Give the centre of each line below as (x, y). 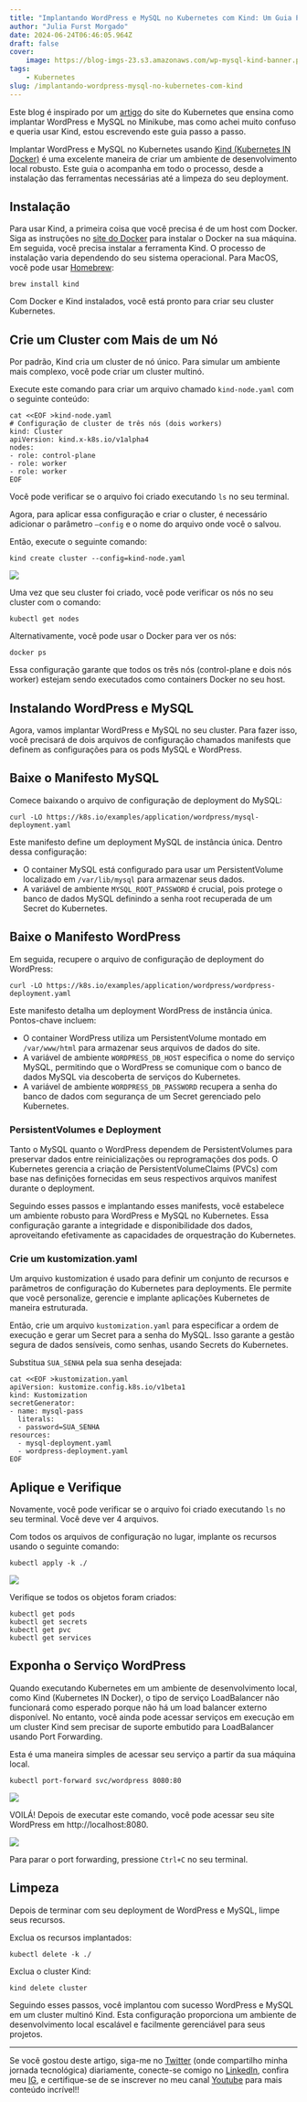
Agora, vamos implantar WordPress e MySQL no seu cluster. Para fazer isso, (153, 730)
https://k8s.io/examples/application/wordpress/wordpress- (161, 985)
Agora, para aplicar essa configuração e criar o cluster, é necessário (138, 515)
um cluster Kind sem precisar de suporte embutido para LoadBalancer (142, 1726)
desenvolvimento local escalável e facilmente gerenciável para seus (138, 2024)
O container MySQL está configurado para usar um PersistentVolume (153, 869)
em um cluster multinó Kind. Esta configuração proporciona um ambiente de (153, 2014)
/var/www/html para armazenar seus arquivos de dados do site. (141, 1047)
